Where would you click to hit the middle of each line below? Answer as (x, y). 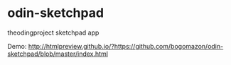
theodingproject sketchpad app (53, 32)
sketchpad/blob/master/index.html (58, 54)
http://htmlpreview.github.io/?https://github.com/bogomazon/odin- (126, 46)
